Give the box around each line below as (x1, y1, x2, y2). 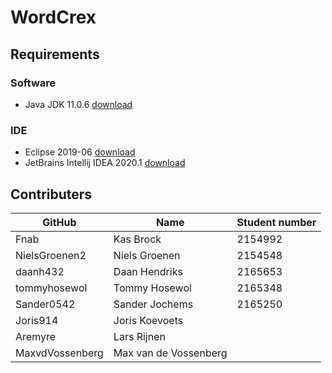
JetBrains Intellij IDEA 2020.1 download (24, 157, 186, 169)
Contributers (10, 186, 93, 203)
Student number (236, 215, 317, 229)
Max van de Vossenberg (113, 346, 228, 360)
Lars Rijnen (113, 329, 166, 343)
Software (10, 76, 57, 90)
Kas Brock (113, 232, 162, 246)
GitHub (42, 215, 77, 229)
